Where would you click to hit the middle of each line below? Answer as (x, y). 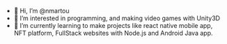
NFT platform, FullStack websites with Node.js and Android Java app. (113, 33)
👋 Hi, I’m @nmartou (41, 11)
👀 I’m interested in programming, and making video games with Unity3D (117, 18)
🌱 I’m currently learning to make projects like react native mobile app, (113, 25)
